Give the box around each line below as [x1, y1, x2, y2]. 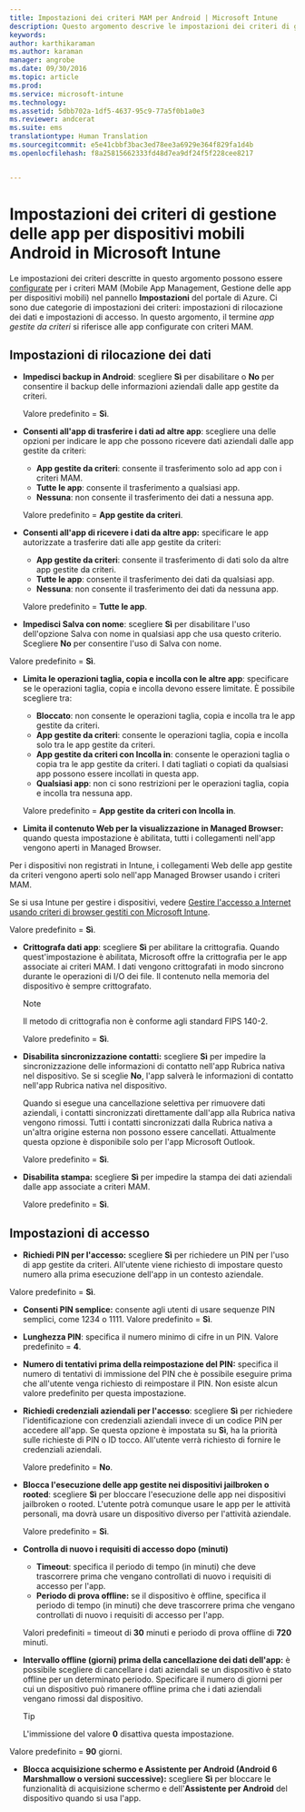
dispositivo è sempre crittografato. [22, 980, 152, 992]
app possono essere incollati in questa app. [35, 768, 200, 779]
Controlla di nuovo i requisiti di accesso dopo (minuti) [22, 1544, 229, 1554]
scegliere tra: [22, 693, 73, 704]
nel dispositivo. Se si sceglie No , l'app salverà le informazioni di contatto [22, 1070, 294, 1081]
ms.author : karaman [9, 47, 84, 56]
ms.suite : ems [9, 124, 64, 133]
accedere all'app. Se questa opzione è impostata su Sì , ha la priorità [22, 1425, 279, 1436]
